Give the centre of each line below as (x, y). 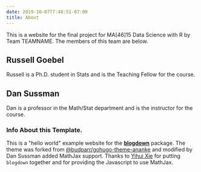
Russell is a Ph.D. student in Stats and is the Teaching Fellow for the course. (101, 75)
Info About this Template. (44, 130)
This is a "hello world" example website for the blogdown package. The (96, 143)
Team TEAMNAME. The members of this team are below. (77, 41)
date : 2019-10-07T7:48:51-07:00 (47, 12)
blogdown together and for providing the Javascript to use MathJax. (90, 162)
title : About (23, 18)
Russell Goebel (35, 60)
